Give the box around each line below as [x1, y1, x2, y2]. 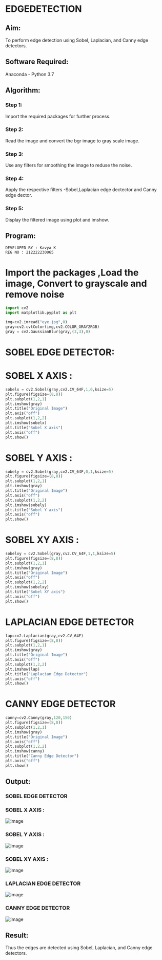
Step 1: [5, 101, 23, 108]
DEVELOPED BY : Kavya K [5, 245, 56, 250]
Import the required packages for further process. [5, 113, 111, 119]
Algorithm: [5, 86, 40, 95]
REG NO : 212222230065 [5, 250, 54, 255]
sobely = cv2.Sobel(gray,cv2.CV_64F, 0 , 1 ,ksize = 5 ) [5, 469, 114, 474]
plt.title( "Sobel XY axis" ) [5, 589, 66, 595]
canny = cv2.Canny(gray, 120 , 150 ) [5, 715, 72, 721]
